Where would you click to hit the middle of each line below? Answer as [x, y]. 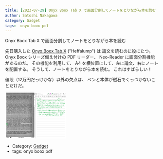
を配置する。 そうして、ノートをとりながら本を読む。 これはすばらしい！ [79, 69]
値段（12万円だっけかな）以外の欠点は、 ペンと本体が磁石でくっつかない [78, 80]
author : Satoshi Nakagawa [31, 15]
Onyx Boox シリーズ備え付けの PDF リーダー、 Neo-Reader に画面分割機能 [80, 57]
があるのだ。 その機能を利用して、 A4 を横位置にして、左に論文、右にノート [82, 63]
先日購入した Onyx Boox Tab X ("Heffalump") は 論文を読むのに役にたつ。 [79, 51]
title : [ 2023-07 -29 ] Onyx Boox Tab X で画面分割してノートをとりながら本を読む [81, 10]
